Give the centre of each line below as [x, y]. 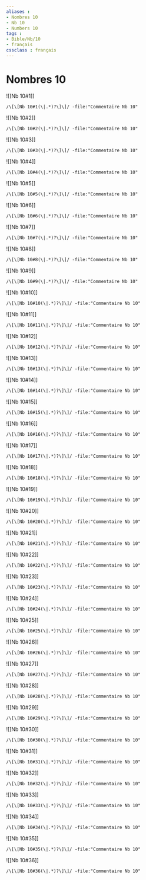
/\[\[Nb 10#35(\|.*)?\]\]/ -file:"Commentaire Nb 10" [74, 849]
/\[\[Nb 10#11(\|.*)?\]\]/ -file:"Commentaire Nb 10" [74, 325]
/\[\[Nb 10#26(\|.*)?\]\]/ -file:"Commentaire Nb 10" [74, 653]
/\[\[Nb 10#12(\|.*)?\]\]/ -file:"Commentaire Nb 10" [74, 347]
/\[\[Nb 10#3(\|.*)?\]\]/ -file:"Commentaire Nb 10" [72, 150]
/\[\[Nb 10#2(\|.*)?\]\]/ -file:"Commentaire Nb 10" [72, 129]
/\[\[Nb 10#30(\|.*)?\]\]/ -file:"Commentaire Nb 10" [74, 740]
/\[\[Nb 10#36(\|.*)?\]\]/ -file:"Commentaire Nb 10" [74, 871]
